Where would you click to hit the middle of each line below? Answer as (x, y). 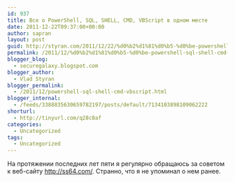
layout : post (26, 40)
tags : (15, 137)
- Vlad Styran (34, 79)
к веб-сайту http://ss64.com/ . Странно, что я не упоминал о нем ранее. (114, 171)
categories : (24, 124)
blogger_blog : (28, 59)
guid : (15, 46)
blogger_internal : (34, 99)
